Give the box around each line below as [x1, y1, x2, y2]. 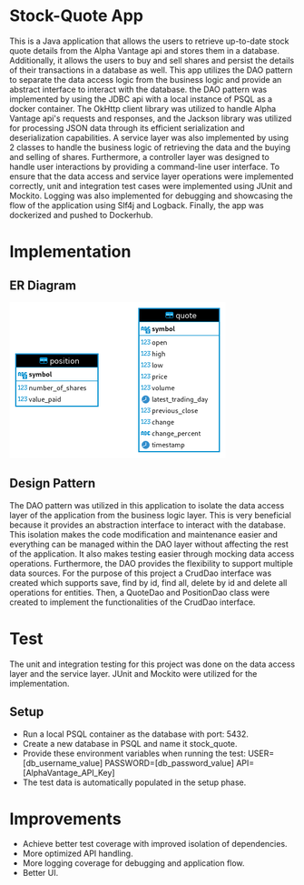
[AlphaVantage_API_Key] [22, 767, 115, 778]
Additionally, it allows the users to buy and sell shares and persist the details [9, 55, 295, 65]
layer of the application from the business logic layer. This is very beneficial [9, 509, 292, 520]
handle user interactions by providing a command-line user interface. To [9, 161, 279, 172]
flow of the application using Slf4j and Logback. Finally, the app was [9, 199, 265, 210]
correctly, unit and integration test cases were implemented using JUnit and [9, 180, 293, 191]
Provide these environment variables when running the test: [22, 748, 247, 759]
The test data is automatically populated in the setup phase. [22, 777, 247, 788]
